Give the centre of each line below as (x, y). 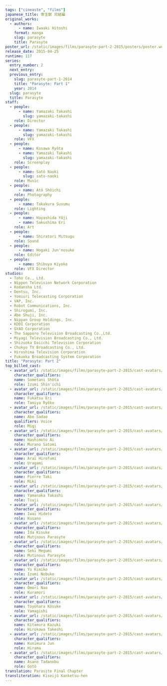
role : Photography (33, 195)
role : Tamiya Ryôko (34, 403)
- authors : (21, 24)
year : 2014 (25, 88)
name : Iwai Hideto (33, 514)
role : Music (26, 181)
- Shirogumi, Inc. (29, 310)
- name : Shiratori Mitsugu (46, 236)
